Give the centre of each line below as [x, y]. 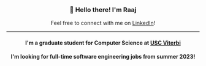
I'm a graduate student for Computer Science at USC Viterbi [103, 43]
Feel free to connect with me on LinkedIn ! [103, 23]
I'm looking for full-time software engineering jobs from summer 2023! [103, 57]
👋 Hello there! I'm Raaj [103, 10]
